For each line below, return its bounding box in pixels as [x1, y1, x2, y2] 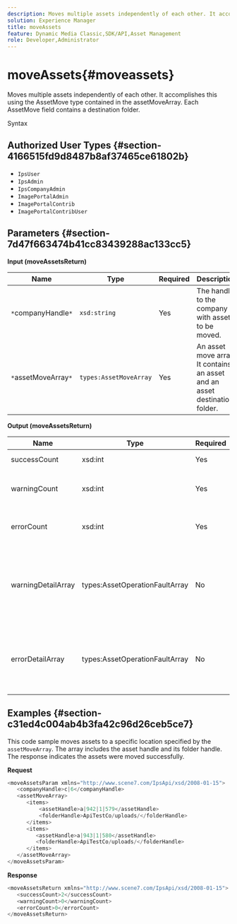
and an [196, 377, 220, 386]
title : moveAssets [7, 23, 61, 30]
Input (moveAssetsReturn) [7, 257, 87, 266]
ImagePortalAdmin [17, 193, 69, 200]
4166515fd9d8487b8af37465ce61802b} [7, 150, 189, 162]
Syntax [7, 119, 28, 128]
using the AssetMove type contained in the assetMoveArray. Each [7, 98, 199, 107]
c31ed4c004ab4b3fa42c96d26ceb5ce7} [7, 718, 194, 730]
